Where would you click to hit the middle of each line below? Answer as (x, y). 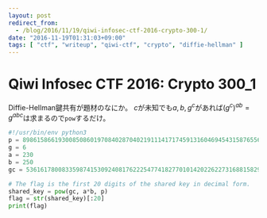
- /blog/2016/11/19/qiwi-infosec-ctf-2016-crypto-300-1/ (112, 30)
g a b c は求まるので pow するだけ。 (59, 117)
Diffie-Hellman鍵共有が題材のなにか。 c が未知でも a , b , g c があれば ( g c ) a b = (129, 107)
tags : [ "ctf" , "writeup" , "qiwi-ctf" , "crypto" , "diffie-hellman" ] (126, 45)
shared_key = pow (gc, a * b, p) (58, 191)
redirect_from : (33, 23)
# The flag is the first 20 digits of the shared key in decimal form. (129, 184)
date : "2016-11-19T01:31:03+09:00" (67, 38)
